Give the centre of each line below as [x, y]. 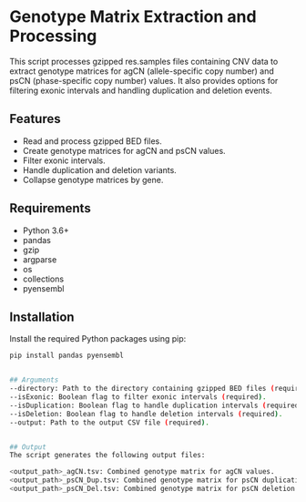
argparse [40, 259]
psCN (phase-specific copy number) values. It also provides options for [144, 80]
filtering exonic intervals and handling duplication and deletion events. [141, 90]
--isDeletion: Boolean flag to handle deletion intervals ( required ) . [146, 414]
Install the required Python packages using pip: [98, 339]
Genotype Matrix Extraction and [133, 17]
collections [43, 279]
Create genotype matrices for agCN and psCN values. [124, 150]
